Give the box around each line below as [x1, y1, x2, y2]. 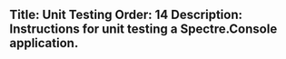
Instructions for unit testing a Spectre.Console [9, 22, 278, 37]
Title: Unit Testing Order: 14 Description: [9, 7, 243, 23]
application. [9, 35, 79, 51]
